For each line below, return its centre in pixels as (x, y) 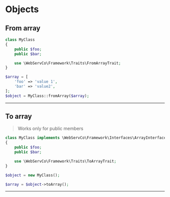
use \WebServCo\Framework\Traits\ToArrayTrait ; (65, 161)
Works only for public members (50, 128)
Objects (22, 9)
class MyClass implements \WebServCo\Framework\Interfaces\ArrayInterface (86, 138)
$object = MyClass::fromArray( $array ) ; (47, 96)
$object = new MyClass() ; (32, 175)
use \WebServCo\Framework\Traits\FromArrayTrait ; (68, 63)
